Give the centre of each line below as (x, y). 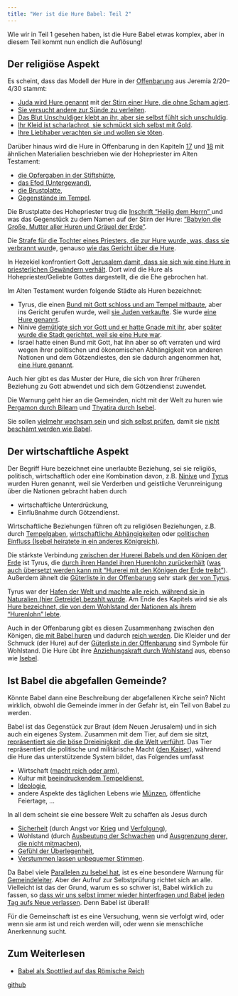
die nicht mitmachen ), (49, 844)
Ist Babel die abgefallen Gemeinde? (87, 681)
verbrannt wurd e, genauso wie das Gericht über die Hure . (92, 248)
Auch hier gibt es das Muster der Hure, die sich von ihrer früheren (104, 379)
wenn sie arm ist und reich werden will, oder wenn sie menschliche (106, 924)
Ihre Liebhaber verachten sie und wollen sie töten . (91, 133)
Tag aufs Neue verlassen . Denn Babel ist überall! (79, 903)
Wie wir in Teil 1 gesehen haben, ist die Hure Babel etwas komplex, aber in (116, 34)
